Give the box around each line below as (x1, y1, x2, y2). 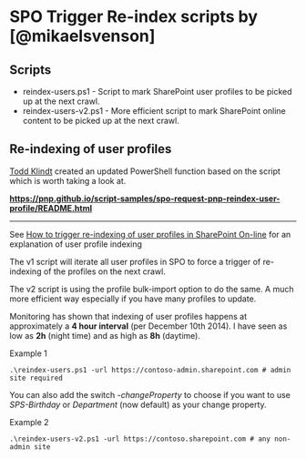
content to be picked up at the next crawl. (22, 116, 179, 126)
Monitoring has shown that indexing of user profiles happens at (9, 311, 248, 321)
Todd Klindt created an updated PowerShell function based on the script (9, 166, 280, 177)
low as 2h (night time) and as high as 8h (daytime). (9, 330, 200, 341)
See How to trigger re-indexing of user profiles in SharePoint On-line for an (9, 229, 291, 240)
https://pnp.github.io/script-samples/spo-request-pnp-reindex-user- (9, 193, 280, 204)
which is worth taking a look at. (9, 175, 127, 186)
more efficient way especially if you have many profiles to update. (9, 293, 257, 304)
